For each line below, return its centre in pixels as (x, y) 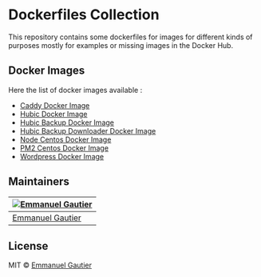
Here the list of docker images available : (75, 90)
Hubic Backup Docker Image (67, 122)
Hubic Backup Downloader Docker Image (88, 130)
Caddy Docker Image (55, 105)
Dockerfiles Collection (84, 15)
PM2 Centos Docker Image (64, 148)
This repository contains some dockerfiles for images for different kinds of (130, 37)
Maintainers (39, 182)
